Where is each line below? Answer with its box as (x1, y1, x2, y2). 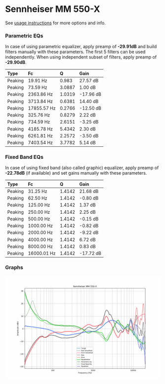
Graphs (5, 264, 23, 271)
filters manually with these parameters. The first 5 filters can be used (5, 49, 146, 55)
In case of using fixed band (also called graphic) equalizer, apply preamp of (5, 165, 159, 171)
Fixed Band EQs (5, 153, 43, 160)
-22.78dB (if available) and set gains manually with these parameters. (5, 170, 147, 176)
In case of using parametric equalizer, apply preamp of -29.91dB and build (5, 44, 157, 50)
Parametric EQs (5, 32, 43, 39)
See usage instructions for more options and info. (5, 20, 106, 26)
